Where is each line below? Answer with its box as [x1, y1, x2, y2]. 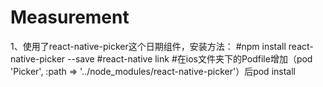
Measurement [10, 6, 130, 29]
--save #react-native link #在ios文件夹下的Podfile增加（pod [67, 52, 313, 65]
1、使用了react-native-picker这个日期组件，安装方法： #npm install [10, 40, 287, 52]
